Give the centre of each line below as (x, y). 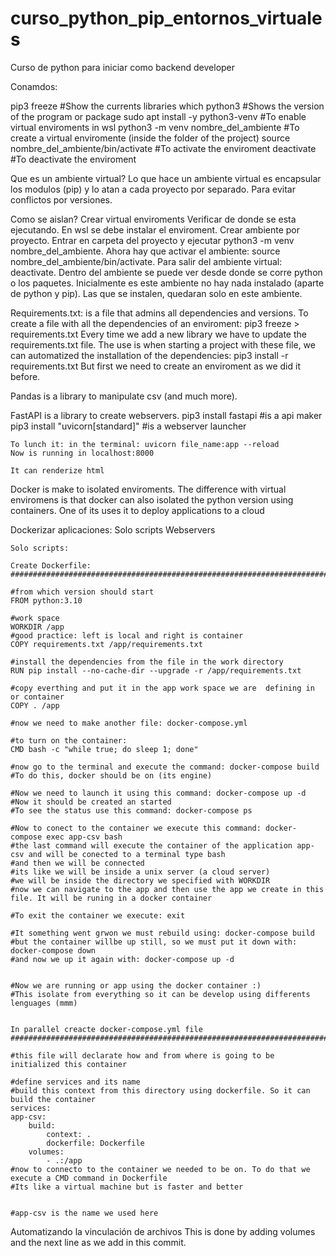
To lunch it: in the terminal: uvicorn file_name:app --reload (145, 444)
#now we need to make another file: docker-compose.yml (129, 723)
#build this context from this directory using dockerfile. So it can (160, 1090)
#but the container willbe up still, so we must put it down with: (154, 942)
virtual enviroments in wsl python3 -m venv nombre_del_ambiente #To (155, 127)
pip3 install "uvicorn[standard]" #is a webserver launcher (128, 426)
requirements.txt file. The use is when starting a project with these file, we (163, 344)
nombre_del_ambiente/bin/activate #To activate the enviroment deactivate (163, 148)
